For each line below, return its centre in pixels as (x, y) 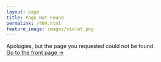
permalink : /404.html (34, 23)
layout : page (23, 12)
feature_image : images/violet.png (50, 29)
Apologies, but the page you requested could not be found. (81, 46)
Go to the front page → (35, 53)
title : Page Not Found (35, 18)
